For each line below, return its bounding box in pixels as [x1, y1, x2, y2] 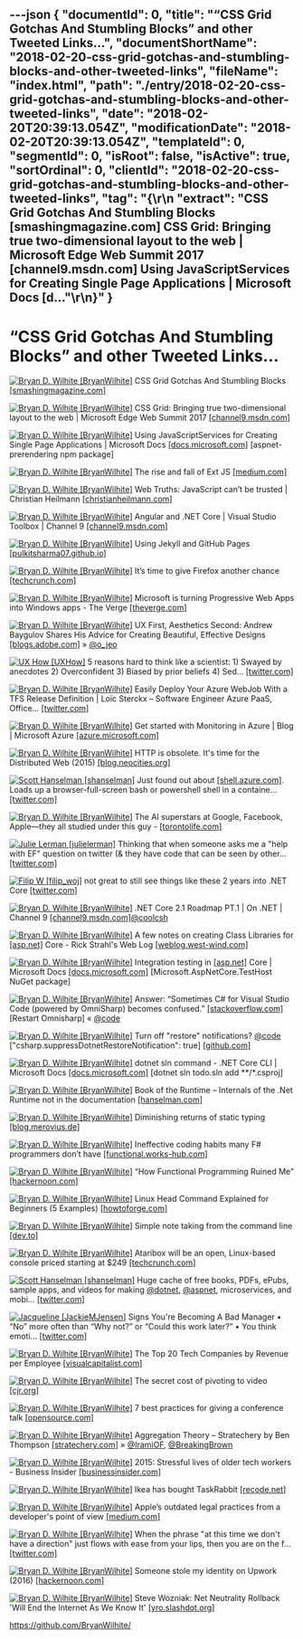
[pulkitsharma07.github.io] [9, 548, 107, 559]
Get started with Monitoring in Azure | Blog [134, 720, 294, 731]
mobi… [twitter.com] [9, 1294, 85, 1305]
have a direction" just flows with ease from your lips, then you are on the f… [9, 1539, 291, 1549]
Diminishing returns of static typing [134, 1112, 266, 1123]
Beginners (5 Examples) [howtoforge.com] [9, 1203, 168, 1214]
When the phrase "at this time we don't [134, 1529, 280, 1539]
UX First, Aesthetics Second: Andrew [134, 620, 273, 631]
